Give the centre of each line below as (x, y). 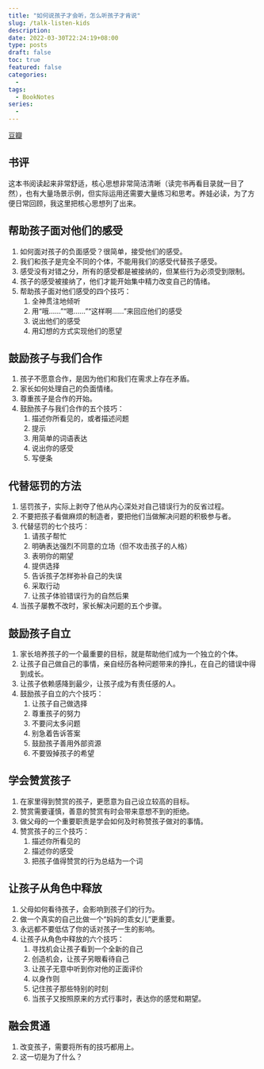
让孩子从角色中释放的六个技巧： (72, 939)
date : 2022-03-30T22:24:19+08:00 (63, 38)
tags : (17, 89)
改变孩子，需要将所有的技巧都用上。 (79, 1047)
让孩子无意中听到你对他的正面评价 (87, 968)
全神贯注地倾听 (56, 301)
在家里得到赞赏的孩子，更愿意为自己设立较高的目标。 (107, 801)
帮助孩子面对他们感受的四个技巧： (75, 291)
